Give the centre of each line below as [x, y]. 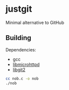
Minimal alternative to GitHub [35, 22]
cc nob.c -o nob [22, 79]
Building [18, 38]
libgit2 [19, 69]
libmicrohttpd [26, 64]
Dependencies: [21, 49]
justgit [19, 9]
